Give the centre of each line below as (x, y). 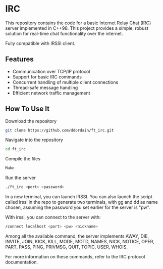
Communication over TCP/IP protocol (51, 71)
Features (19, 59)
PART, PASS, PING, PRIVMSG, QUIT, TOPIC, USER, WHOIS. (66, 247)
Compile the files (23, 159)
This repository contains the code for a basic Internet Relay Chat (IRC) (78, 23)
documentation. (22, 262)
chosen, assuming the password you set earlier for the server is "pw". (78, 207)
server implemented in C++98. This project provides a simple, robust (77, 28)
